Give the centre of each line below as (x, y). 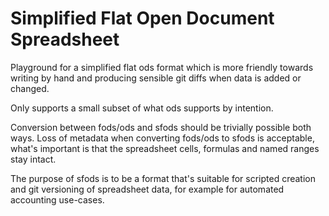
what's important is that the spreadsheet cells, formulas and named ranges (165, 148)
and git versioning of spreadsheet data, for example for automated (147, 189)
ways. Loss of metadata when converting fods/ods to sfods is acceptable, (162, 138)
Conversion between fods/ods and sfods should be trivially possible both (161, 127)
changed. (30, 88)
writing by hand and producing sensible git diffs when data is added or (156, 78)
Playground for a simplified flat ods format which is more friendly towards (162, 67)
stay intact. (33, 159)
